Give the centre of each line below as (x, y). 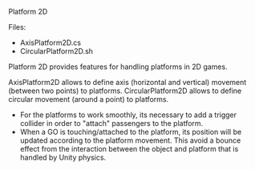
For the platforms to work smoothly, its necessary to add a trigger (128, 115)
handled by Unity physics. (63, 157)
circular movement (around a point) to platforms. (89, 99)
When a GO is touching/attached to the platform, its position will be (131, 132)
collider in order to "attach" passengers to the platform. (111, 123)
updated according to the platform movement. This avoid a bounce (130, 140)
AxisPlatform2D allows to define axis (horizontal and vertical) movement (127, 82)
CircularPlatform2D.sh (57, 51)
